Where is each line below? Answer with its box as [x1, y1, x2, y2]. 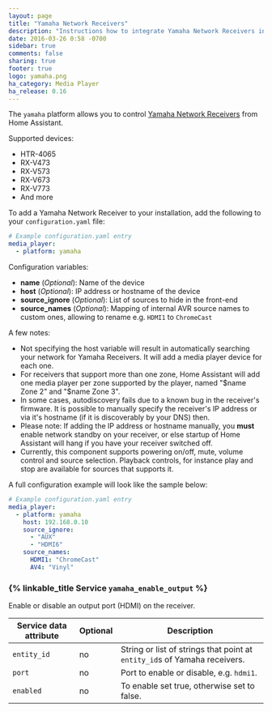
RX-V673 [19, 175, 51, 185]
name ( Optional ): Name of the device [19, 278, 145, 288]
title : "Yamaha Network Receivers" [8, 19, 129, 28]
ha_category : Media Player [8, 79, 100, 87]
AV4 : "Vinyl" [29, 563, 74, 571]
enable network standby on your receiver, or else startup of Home [19, 430, 241, 439]
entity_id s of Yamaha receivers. [120, 654, 245, 665]
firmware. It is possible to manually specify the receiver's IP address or [19, 404, 257, 413]
